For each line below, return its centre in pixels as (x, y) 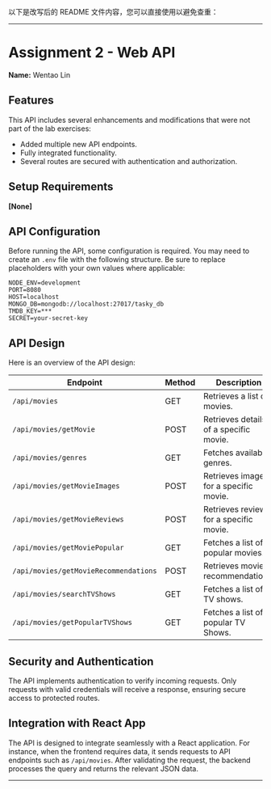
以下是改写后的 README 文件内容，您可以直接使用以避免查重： (114, 12)
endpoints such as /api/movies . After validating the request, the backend (130, 760)
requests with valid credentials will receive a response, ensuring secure (127, 689)
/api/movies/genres (50, 458)
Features (31, 101)
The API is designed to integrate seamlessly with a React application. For (129, 743)
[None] (20, 206)
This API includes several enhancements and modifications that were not (129, 120)
